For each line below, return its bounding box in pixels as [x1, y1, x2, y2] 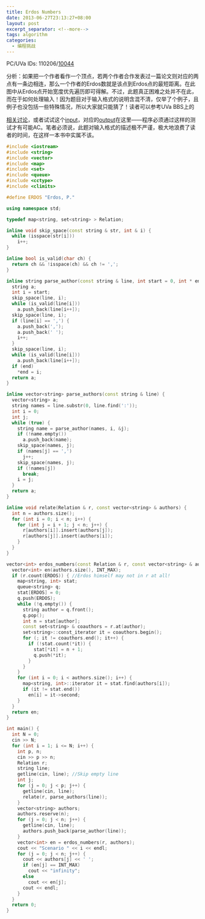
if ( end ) [12, 363, 34, 369]
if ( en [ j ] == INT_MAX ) [22, 862, 81, 868]
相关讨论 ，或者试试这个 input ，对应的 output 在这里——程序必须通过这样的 [6, 116, 190, 123]
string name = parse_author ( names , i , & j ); [17, 426, 130, 432]
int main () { [6, 726, 40, 732]
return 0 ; [12, 902, 37, 908]
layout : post [6, 20, 40, 26]
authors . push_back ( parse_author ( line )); [22, 828, 127, 834]
